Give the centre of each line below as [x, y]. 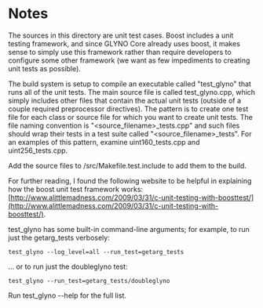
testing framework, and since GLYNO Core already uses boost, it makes [124, 43]
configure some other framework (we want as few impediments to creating [129, 60]
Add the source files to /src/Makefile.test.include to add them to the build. [128, 165]
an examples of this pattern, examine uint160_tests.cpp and [104, 142]
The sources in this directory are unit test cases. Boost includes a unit [121, 35]
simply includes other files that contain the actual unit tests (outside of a [125, 100]
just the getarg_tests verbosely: [59, 237]
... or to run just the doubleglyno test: [68, 266]
